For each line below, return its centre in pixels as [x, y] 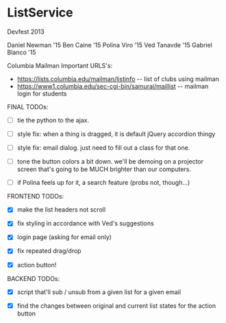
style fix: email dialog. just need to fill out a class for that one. [103, 148]
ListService [40, 13]
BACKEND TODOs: [34, 278]
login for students [42, 93]
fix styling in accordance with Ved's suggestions [85, 223]
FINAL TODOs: [28, 107]
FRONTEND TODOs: [36, 197]
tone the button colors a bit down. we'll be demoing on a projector [110, 161]
